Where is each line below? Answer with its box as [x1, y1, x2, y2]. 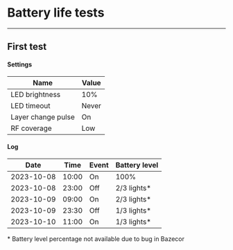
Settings [7, 60, 33, 69]
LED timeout [10, 100, 51, 110]
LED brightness [10, 89, 61, 99]
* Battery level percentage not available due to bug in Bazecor [7, 234, 185, 243]
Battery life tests [7, 5, 105, 21]
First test [7, 41, 47, 53]
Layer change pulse [10, 112, 75, 122]
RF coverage [10, 123, 52, 133]
